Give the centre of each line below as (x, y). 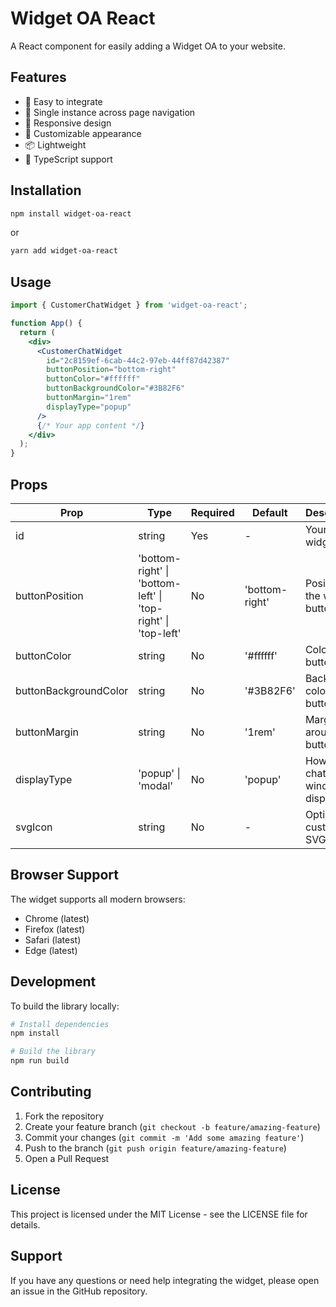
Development (53, 982)
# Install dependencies (60, 1024)
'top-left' (160, 633)
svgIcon (34, 827)
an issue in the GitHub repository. (79, 1291)
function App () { (46, 323)
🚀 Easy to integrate (63, 101)
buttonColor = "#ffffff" (93, 379)
